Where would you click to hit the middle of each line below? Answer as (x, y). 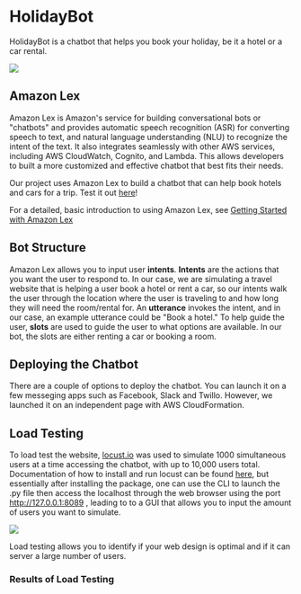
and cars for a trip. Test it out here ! (74, 192)
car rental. (28, 50)
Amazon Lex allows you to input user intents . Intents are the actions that (144, 269)
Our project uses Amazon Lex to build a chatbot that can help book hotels (146, 182)
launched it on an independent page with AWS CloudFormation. (127, 405)
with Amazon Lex (41, 219)
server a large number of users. (68, 556)
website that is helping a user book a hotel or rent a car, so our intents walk (148, 288)
